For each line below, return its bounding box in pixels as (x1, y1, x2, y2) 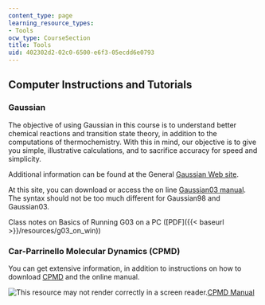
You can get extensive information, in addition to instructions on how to (8, 264, 242, 273)
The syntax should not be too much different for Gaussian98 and (8, 193, 220, 203)
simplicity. (8, 154, 41, 163)
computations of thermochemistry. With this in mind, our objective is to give (8, 137, 257, 147)
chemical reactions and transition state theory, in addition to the (8, 128, 217, 138)
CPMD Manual (207, 287, 255, 297)
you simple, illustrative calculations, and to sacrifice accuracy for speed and (8, 145, 258, 155)
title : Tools (8, 41, 52, 49)
